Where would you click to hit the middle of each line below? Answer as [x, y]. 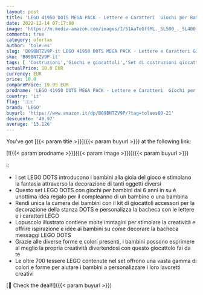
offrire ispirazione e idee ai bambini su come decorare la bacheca [97, 229]
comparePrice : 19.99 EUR [37, 85]
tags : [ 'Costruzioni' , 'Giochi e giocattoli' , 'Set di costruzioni [92, 62]
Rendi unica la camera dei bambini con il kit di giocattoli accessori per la [105, 203]
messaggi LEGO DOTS [43, 235]
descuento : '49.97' [31, 118]
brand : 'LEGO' [24, 107]
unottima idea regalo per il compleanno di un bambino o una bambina [101, 196]
